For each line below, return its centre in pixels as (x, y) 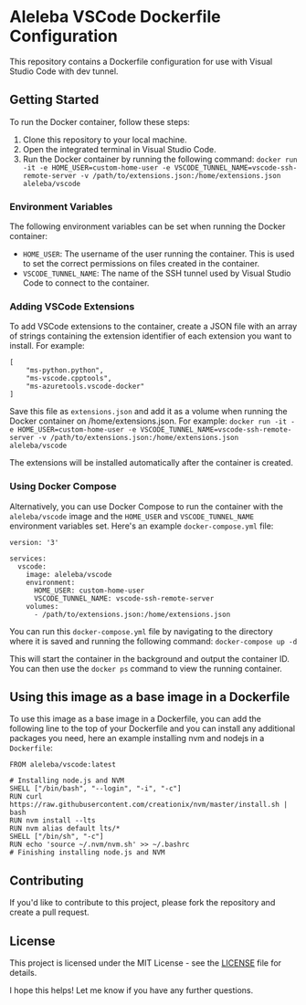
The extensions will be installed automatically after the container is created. (152, 463)
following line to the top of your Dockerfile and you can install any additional (152, 728)
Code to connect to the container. (86, 283)
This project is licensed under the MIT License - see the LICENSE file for (145, 963)
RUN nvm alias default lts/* (65, 829)
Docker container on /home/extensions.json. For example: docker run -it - (152, 421)
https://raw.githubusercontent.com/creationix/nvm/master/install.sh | (148, 805)
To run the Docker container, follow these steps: (100, 121)
